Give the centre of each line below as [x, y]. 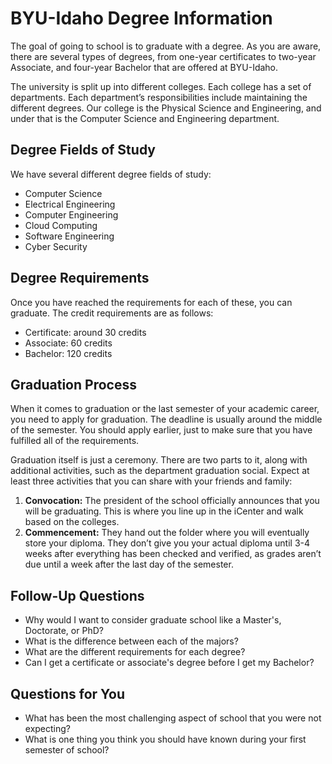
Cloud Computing [61, 225]
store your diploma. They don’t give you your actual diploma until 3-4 [167, 543]
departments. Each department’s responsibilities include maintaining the [159, 97]
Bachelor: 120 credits [68, 353]
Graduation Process [73, 384]
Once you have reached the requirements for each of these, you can [151, 302]
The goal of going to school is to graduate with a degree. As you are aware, [166, 46]
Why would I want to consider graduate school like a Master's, [153, 620]
